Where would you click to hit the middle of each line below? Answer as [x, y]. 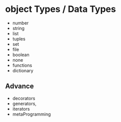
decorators [24, 98]
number [20, 23]
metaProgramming [31, 114]
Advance [19, 86]
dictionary [23, 70]
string [18, 28]
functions [22, 65]
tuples [19, 39]
